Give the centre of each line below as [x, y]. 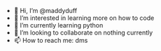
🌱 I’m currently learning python [58, 25]
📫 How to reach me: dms [51, 40]
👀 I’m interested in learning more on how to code [84, 18]
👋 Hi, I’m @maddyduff [45, 11]
